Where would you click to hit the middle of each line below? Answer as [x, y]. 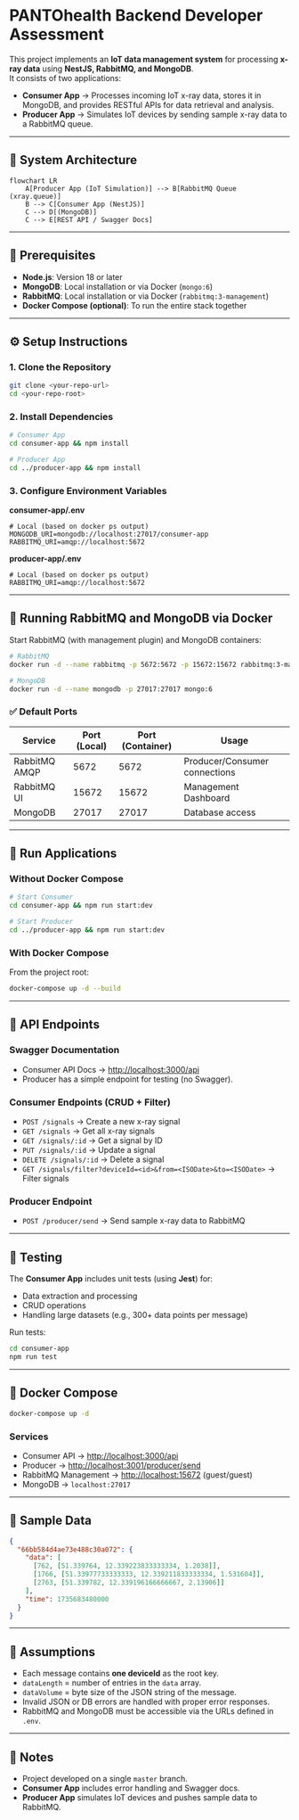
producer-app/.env [45, 559]
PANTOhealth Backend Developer [136, 16]
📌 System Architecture [73, 160]
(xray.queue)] [36, 196]
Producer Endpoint [51, 1201]
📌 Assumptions [53, 1652]
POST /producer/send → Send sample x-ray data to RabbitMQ [133, 1221]
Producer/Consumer [226, 761]
